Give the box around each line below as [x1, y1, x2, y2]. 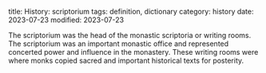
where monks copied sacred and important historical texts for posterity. [8, 56, 244, 65]
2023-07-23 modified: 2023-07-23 [8, 15, 125, 25]
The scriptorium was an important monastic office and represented [8, 39, 229, 48]
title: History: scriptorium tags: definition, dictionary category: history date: [8, 7, 254, 16]
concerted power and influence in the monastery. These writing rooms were [8, 48, 259, 56]
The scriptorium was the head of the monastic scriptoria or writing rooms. [8, 31, 252, 40]
